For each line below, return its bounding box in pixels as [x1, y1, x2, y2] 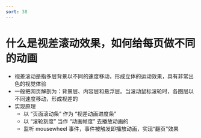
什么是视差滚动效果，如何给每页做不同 [5, 37, 196, 50]
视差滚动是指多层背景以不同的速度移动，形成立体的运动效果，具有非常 [14, 73, 189, 80]
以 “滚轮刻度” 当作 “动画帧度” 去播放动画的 [23, 118, 129, 125]
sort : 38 [5, 8, 28, 15]
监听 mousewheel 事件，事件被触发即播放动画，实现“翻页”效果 [23, 125, 179, 132]
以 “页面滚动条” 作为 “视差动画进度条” [23, 110, 117, 117]
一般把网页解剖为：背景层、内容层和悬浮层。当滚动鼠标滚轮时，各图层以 [14, 88, 194, 95]
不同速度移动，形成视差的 [14, 95, 78, 102]
